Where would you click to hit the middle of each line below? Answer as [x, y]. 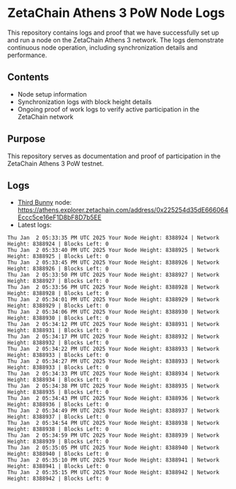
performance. [27, 55]
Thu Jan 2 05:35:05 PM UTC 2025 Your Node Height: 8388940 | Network [113, 448]
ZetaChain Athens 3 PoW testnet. [55, 163]
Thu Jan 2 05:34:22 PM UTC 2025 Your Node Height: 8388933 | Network [113, 349]
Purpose [26, 139]
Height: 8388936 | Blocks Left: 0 [58, 405]
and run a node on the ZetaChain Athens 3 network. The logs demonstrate [116, 40]
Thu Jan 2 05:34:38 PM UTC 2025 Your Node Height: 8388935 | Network [113, 386]
